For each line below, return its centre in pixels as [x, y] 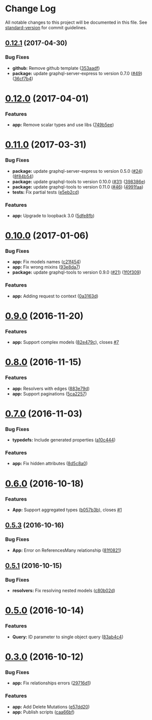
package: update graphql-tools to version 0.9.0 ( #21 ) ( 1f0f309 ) [76, 272]
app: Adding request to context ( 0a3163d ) [55, 296]
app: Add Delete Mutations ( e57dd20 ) [51, 707]
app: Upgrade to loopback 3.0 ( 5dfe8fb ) [53, 215]
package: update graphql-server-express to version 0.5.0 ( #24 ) [77, 171]
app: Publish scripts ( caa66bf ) [43, 712]
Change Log [30, 9]
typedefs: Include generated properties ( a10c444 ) [64, 440]
